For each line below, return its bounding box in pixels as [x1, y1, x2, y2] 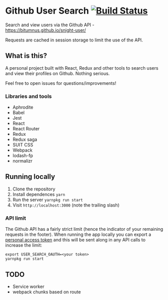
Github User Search [5, 5, 89, 17]
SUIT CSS [12, 142, 34, 148]
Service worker [12, 283, 44, 289]
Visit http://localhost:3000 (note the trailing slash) [12, 202, 120, 208]
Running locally [5, 172, 55, 181]
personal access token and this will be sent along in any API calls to [5, 237, 146, 243]
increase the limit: [5, 242, 42, 248]
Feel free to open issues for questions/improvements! [5, 80, 117, 86]
